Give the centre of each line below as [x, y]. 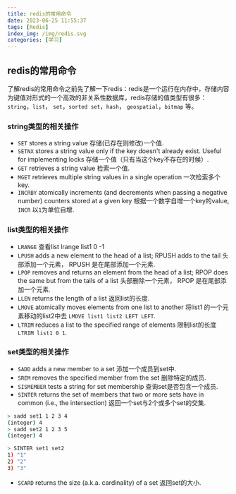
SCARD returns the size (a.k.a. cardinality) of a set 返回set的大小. [109, 482]
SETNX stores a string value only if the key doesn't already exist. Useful [119, 151]
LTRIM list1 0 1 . [42, 332]
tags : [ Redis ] [28, 27]
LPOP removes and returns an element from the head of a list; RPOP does [123, 272]
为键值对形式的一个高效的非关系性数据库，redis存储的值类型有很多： [107, 97]
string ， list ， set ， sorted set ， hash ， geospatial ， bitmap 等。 [103, 106]
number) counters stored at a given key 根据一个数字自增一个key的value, [123, 201]
